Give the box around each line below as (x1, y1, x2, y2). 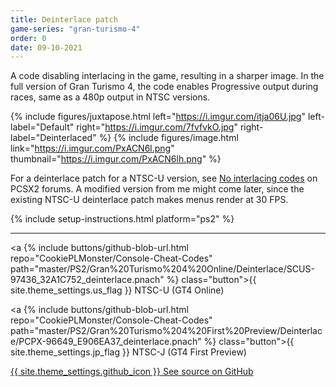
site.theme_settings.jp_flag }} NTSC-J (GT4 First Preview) (10, 346, 247, 358)
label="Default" (10, 121, 75, 133)
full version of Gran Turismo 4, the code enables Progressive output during (10, 81, 319, 93)
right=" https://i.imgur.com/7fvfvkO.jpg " (76, 121, 238, 133)
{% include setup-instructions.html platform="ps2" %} (10, 213, 235, 225)
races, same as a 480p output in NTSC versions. (10, 91, 211, 103)
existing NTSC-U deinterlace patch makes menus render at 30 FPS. (10, 194, 289, 206)
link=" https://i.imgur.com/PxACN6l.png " (10, 142, 175, 155)
